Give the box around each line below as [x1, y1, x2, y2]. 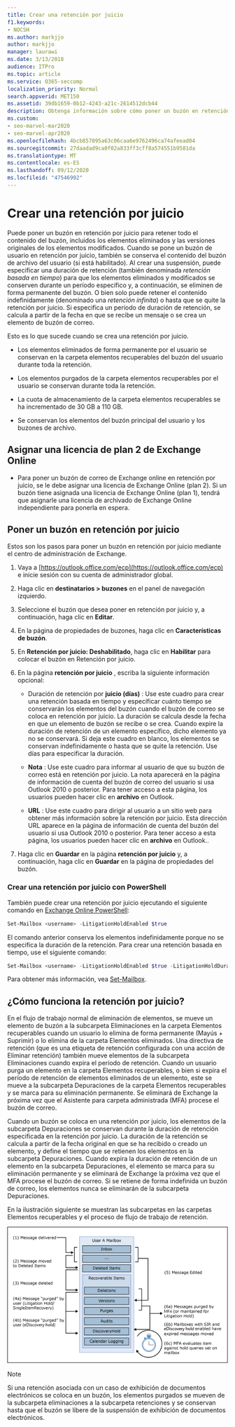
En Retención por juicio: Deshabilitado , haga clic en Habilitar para [17, 647, 211, 656]
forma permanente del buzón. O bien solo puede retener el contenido [7, 288, 208, 296]
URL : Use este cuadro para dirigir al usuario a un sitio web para [27, 806, 212, 815]
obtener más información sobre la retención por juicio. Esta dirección [27, 814, 227, 822]
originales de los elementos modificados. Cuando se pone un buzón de [7, 243, 213, 252]
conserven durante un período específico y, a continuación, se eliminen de [7, 281, 222, 289]
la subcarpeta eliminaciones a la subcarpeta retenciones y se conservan [7, 1398, 216, 1407]
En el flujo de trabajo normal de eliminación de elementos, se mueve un [7, 1014, 213, 1022]
